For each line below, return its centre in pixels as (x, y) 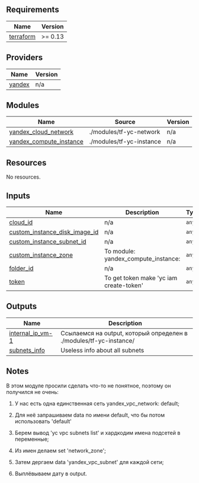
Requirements (33, 10)
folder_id (21, 268)
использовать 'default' (43, 421)
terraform (23, 36)
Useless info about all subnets (102, 350)
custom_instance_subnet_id (48, 241)
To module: (120, 252)
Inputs (18, 196)
